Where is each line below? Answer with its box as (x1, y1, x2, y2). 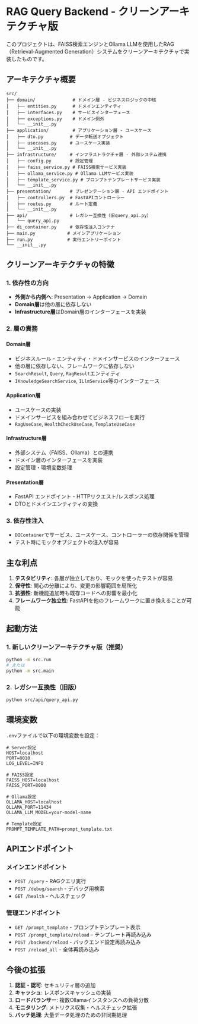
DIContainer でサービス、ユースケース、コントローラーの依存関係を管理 (14, 531, 190, 538)
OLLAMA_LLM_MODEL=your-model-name (6, 809, 92, 815)
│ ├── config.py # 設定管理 (6, 158, 93, 164)
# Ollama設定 (6, 794, 37, 800)
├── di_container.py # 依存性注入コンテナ (6, 224, 116, 230)
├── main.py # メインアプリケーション (6, 230, 122, 236)
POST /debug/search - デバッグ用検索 (14, 885, 105, 892)
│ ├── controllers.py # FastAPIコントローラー (6, 194, 125, 200)
